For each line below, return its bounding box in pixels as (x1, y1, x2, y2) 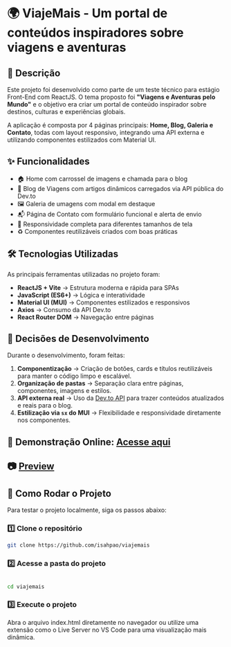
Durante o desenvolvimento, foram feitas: (7, 351, 125, 360)
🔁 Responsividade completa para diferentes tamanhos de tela (17, 219, 193, 228)
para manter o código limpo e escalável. (17, 372, 132, 381)
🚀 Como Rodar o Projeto (7, 487, 112, 499)
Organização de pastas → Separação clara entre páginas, (17, 379, 184, 388)
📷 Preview (7, 461, 55, 473)
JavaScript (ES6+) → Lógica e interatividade (17, 291, 145, 299)
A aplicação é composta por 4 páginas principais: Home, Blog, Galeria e (7, 121, 214, 129)
